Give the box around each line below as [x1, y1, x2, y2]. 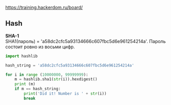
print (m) [14, 81, 36, 87]
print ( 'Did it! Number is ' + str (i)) [24, 91, 107, 96]
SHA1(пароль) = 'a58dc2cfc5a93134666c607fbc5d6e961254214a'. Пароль [5, 38, 166, 44]
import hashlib [5, 53, 38, 58]
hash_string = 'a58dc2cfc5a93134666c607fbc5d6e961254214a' [5, 62, 135, 68]
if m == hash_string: [14, 87, 61, 92]
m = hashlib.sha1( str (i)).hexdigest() [14, 77, 98, 82]
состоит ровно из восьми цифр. [5, 44, 75, 50]
